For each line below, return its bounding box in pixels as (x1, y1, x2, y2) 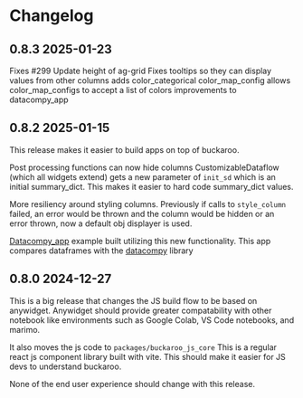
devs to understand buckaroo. (9, 361, 122, 372)
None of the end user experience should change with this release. (9, 378, 256, 389)
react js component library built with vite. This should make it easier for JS (9, 351, 287, 362)
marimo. (9, 324, 41, 335)
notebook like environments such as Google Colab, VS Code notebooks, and (9, 314, 295, 326)
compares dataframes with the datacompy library (9, 245, 194, 256)
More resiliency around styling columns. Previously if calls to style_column (9, 198, 287, 209)
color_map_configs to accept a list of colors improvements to (9, 85, 237, 95)
